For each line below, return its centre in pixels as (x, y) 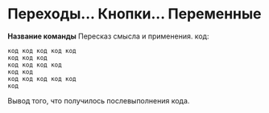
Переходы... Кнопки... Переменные (134, 14)
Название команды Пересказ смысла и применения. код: (108, 36)
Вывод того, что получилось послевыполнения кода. (99, 100)
